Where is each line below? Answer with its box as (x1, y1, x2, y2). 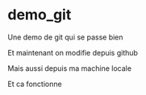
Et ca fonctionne (7, 79, 62, 89)
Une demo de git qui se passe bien (7, 32, 123, 42)
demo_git (7, 6, 72, 24)
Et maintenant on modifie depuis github (7, 47, 139, 57)
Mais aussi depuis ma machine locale (7, 63, 132, 73)
